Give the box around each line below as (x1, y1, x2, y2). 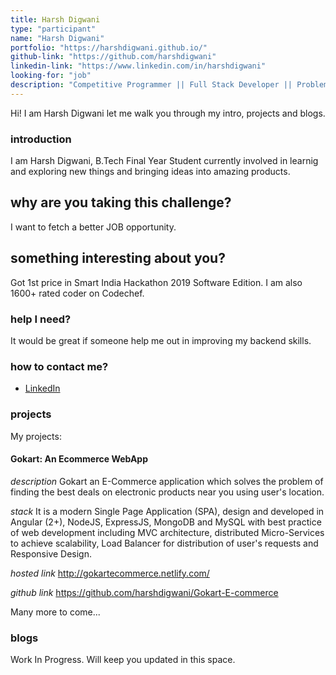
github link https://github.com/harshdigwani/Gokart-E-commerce (10, 586, 279, 598)
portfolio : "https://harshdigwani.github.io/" (10, 42, 208, 53)
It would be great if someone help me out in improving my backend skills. (10, 334, 312, 346)
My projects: (10, 430, 62, 442)
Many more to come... (10, 606, 101, 618)
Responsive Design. (10, 547, 93, 560)
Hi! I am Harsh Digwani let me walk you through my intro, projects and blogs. (10, 107, 326, 119)
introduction (10, 132, 72, 146)
